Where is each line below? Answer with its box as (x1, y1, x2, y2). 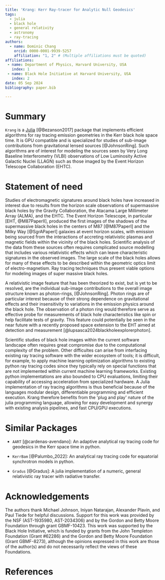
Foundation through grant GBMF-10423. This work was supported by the (5, 523, 153, 529)
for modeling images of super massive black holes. (5, 271, 109, 277)
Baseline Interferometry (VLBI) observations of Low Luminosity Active (5, 153, 147, 159)
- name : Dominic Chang (9, 44, 56, 49)
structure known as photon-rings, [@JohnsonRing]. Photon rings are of (5, 290, 150, 296)
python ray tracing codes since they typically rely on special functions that (5, 363, 157, 369)
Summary (5, 110, 46, 122)
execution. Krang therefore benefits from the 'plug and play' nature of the (5, 395, 154, 400)
